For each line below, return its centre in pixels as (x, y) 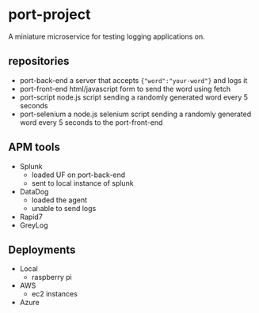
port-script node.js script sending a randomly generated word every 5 (133, 97)
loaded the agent (59, 200)
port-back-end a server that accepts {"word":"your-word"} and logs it (133, 80)
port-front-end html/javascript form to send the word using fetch (125, 89)
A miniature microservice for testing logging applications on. (107, 36)
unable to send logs (64, 208)
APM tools (34, 147)
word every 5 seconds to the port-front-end (91, 122)
